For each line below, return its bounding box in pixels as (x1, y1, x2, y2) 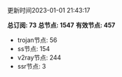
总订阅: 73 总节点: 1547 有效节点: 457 (7, 21, 116, 29)
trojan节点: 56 (17, 36, 58, 44)
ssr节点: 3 (17, 62, 47, 70)
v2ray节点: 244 (17, 53, 61, 62)
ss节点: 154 (17, 45, 50, 52)
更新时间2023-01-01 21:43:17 (7, 6, 91, 14)
